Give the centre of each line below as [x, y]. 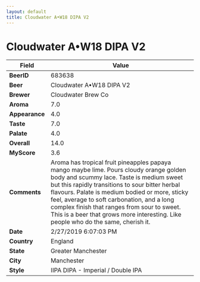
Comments [25, 192]
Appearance [27, 114]
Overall [20, 143]
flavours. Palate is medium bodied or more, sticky [119, 192]
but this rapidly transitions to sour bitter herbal [115, 185]
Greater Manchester [79, 251]
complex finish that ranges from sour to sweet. [115, 207]
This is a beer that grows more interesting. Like [116, 215]
